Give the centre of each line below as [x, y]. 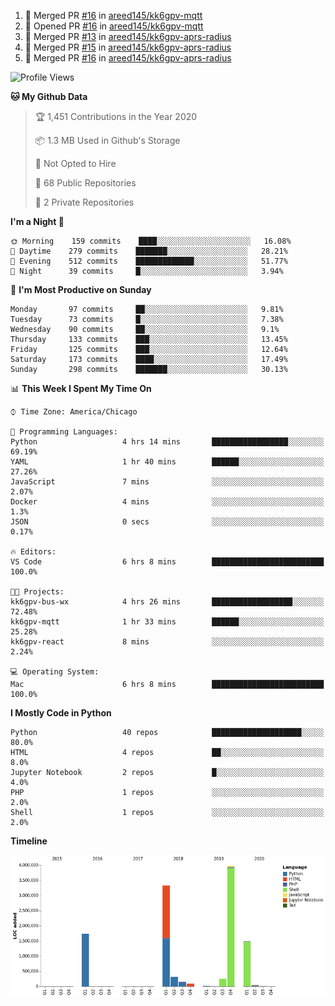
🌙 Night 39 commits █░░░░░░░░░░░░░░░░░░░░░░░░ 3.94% [147, 271]
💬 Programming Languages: [64, 432]
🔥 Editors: [33, 552]
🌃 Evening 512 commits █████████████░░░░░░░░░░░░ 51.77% [149, 261]
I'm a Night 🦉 [37, 221]
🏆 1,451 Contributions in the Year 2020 [116, 116]
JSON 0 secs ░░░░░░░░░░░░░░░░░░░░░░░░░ [167, 522]
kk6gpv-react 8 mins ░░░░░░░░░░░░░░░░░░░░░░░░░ [167, 642]
